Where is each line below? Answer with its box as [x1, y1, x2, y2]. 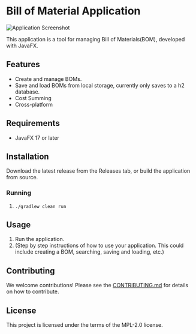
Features [6, 59, 40, 70]
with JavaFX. [6, 42, 38, 49]
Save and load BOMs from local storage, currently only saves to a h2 [14, 82, 185, 89]
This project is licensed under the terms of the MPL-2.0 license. [6, 321, 163, 329]
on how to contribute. [6, 288, 59, 295]
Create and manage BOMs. [14, 75, 82, 82]
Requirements [6, 118, 60, 128]
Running [6, 189, 32, 197]
